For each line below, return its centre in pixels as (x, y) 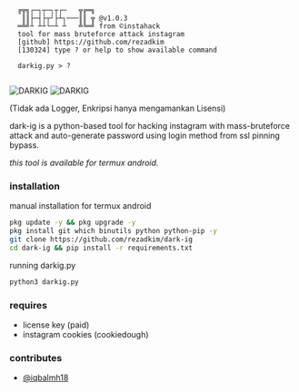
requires (29, 305)
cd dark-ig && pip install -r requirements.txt (101, 248)
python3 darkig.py (44, 282)
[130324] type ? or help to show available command (118, 50)
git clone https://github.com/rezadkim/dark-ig (101, 240)
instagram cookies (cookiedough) (85, 334)
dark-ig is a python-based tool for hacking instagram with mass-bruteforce (150, 126)
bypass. (24, 145)
